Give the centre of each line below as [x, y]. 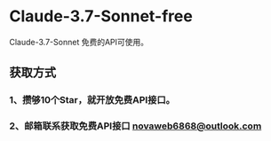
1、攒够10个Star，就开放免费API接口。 [92, 100]
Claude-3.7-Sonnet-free [101, 16]
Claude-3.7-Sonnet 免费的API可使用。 [79, 42]
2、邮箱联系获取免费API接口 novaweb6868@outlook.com [135, 126]
